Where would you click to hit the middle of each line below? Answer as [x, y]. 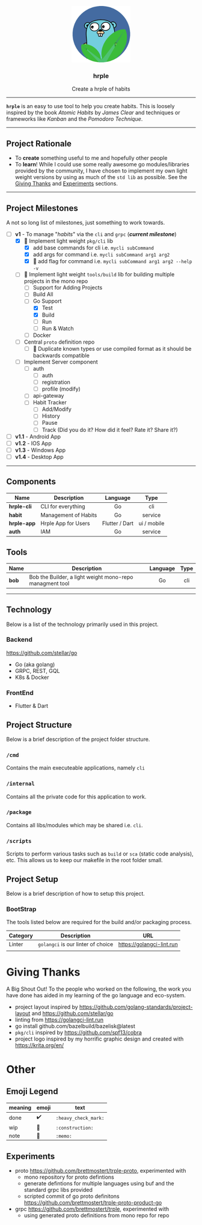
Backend [20, 640]
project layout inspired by [46, 1007]
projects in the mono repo [56, 281]
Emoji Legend [32, 1091]
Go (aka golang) [35, 664]
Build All [43, 294]
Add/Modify [57, 409]
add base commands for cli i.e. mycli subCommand [93, 248]
